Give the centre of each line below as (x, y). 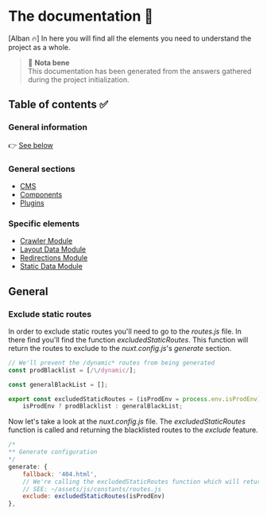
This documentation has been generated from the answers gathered (139, 71)
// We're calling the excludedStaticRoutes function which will (131, 482)
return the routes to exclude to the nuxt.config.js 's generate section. (120, 348)
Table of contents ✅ (58, 105)
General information (48, 127)
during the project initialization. (78, 80)
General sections (42, 169)
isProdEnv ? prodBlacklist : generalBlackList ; (103, 406)
